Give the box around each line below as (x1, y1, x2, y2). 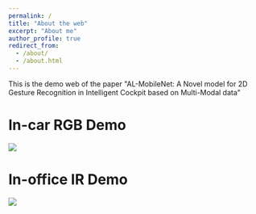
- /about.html (15, 57, 63, 65)
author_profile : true (8, 34, 81, 43)
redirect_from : (8, 42, 60, 50)
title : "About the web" (8, 19, 89, 27)
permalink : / (8, 11, 52, 20)
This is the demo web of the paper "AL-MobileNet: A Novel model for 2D (8, 78, 248, 89)
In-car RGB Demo (8, 116, 126, 134)
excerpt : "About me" (8, 27, 78, 35)
